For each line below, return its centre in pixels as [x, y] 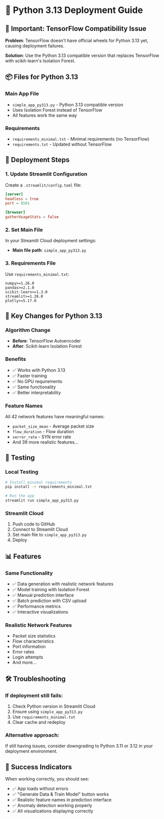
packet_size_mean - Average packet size [53, 426]
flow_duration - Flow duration [43, 431]
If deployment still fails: [34, 695]
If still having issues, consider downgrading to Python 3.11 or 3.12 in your [79, 746]
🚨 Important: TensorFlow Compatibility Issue [76, 29]
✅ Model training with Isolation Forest [51, 590]
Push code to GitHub [34, 524]
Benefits [16, 359]
